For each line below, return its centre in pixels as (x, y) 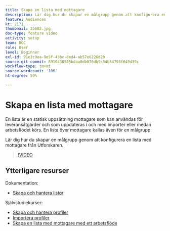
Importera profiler (31, 217)
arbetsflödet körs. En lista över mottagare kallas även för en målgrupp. (78, 130)
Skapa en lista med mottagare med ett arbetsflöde (65, 223)
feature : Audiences (26, 19)
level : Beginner (22, 52)
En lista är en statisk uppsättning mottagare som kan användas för (74, 119)
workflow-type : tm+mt (28, 66)
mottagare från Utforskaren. (34, 145)
